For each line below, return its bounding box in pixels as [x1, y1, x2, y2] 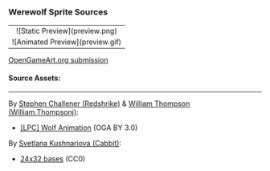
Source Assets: [8, 73, 61, 83]
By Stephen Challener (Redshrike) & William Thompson [8, 99, 190, 108]
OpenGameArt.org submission [8, 55, 108, 64]
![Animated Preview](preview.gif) [11, 37, 122, 47]
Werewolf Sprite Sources [8, 6, 108, 18]
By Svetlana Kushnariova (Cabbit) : [8, 139, 122, 148]
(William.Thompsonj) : [8, 108, 79, 116]
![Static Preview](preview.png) [15, 26, 118, 36]
